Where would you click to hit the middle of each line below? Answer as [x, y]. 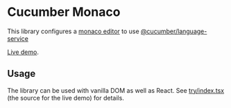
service [18, 38]
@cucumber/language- [174, 31]
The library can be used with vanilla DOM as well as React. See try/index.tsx [116, 90]
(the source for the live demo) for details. [66, 98]
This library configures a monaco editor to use [74, 31]
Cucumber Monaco [64, 12]
